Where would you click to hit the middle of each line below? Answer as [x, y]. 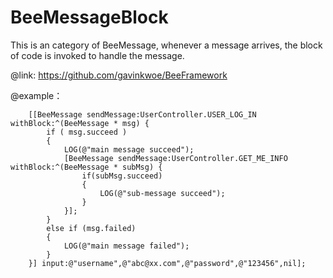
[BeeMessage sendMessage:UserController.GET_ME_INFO [175, 158]
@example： [36, 95]
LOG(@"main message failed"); [126, 246]
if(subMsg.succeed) [122, 176]
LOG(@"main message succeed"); [129, 149]
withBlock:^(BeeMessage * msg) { [80, 123]
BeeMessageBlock [89, 17]
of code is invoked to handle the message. [97, 55]
